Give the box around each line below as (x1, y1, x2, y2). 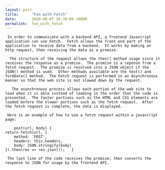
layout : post (5, 7, 32, 12)
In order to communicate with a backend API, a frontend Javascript (7, 35, 152, 40)
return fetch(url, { (5, 130, 48, 135)
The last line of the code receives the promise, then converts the (7, 156, 152, 161)
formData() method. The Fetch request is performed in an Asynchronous (5, 74, 158, 79)
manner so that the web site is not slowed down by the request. (5, 78, 142, 83)
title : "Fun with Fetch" (5, 12, 68, 17)
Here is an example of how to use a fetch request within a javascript (7, 113, 158, 118)
